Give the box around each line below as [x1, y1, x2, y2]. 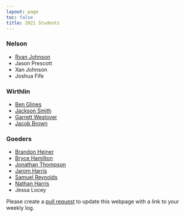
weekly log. [6, 204, 35, 212]
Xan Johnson [14, 66, 48, 73]
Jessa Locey [14, 187, 47, 194]
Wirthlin [6, 87, 30, 96]
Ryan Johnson [14, 53, 51, 60]
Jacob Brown [14, 120, 48, 127]
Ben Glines [14, 100, 42, 108]
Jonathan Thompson [14, 161, 66, 168]
